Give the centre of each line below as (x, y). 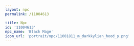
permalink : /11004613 (27, 14)
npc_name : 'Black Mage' (29, 32)
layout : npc (17, 9)
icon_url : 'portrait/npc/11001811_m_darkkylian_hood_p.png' (68, 36)
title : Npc (16, 23)
